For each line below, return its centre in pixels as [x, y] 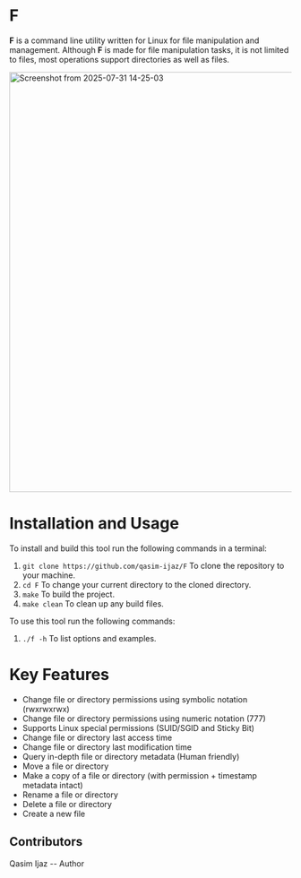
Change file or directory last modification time [107, 747]
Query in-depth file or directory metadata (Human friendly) [131, 756]
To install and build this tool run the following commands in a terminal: [138, 548]
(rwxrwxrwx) [46, 709]
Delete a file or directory [67, 804]
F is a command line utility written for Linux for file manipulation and [134, 40]
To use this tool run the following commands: [92, 621]
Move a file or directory [65, 766]
